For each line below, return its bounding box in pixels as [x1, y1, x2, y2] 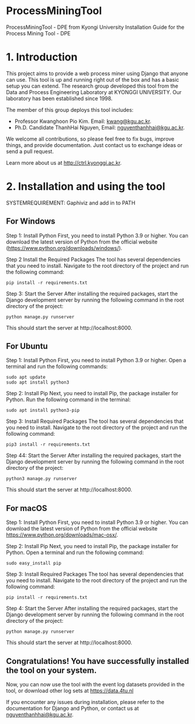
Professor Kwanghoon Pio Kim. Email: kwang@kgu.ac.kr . [14, 118, 152, 125]
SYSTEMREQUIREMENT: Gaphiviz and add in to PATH [6, 199, 136, 206]
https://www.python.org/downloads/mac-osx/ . [6, 531, 118, 539]
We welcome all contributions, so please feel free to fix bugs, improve [6, 135, 175, 142]
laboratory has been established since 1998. [6, 95, 113, 102]
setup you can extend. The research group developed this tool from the [6, 82, 179, 89]
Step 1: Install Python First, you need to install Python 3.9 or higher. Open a [6, 357, 186, 364]
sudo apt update [6, 375, 46, 381]
